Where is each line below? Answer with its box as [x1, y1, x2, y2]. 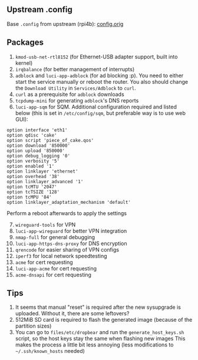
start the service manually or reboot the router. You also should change [15, 78, 188, 85]
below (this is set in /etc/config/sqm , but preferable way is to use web [15, 109, 186, 117]
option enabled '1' [6, 163, 55, 169]
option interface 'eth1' [6, 127, 68, 133]
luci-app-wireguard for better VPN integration [15, 227, 127, 235]
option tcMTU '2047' [6, 184, 58, 190]
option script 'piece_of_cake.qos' [6, 137, 94, 143]
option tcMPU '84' [6, 194, 52, 200]
